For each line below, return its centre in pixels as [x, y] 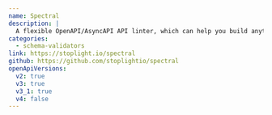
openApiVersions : [38, 69]
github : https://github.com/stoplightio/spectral [94, 62]
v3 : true [30, 83]
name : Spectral [34, 16]
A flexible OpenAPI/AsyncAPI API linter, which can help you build [132, 31]
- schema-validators [50, 46]
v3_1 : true [34, 91]
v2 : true [30, 76]
